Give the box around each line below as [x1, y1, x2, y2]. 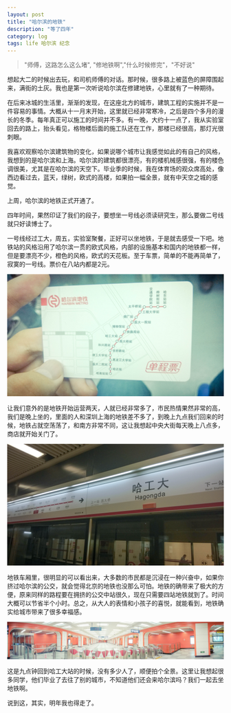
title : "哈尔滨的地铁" [7, 18, 66, 25]
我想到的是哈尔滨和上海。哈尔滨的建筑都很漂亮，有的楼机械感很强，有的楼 [7, 156, 218, 164]
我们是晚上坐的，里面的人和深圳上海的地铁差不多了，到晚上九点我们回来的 [7, 413, 218, 421]
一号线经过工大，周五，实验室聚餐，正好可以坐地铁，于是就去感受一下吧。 [7, 234, 218, 243]
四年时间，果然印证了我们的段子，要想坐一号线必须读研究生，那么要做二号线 [7, 211, 224, 219]
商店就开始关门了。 [7, 430, 62, 438]
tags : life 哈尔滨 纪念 [7, 40, 70, 47]
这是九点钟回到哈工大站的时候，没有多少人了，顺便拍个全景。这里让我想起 [7, 667, 218, 675]
